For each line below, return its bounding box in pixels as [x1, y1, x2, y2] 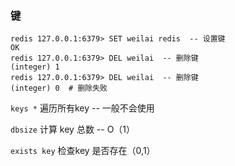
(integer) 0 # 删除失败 [10, 83, 108, 94]
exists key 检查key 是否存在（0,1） [10, 145, 156, 157]
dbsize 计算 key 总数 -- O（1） [10, 123, 136, 136]
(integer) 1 [10, 62, 60, 72]
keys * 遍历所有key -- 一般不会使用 [10, 102, 155, 114]
